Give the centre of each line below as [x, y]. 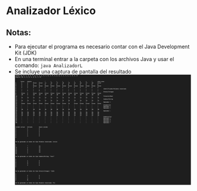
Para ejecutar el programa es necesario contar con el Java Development [102, 46]
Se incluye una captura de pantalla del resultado [73, 71]
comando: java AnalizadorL [49, 65]
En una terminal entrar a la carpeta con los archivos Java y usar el [94, 59]
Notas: [18, 33]
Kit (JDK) [26, 53]
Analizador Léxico [51, 11]
